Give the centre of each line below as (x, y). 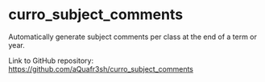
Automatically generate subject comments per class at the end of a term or (133, 37)
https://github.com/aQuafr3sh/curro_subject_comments (101, 68)
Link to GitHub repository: (51, 61)
